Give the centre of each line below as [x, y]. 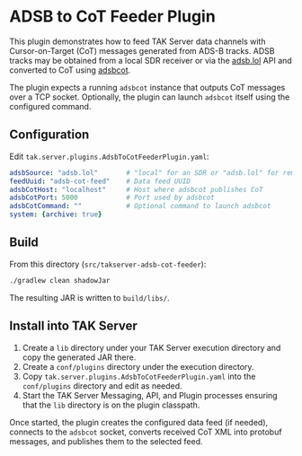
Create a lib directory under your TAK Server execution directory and [151, 347]
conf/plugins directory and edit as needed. [102, 386]
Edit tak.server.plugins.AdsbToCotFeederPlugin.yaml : [109, 156]
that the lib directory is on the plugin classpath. [111, 405]
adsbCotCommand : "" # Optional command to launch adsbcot [140, 206]
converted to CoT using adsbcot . [70, 70]
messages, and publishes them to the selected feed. [107, 441]
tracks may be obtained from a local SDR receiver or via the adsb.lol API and [151, 60]
